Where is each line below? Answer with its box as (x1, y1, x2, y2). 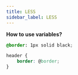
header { (6, 53, 28, 59)
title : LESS (6, 8, 36, 15)
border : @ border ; (17, 58, 60, 64)
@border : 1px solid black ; (6, 42, 73, 48)
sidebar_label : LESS (6, 14, 58, 20)
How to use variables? (6, 30, 63, 37)
